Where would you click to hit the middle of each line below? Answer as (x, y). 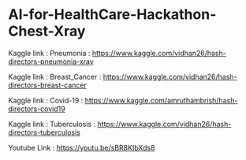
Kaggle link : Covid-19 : (46, 100)
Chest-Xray (47, 31)
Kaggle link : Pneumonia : (49, 53)
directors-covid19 (37, 109)
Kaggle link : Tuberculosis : (52, 124)
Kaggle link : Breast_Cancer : (55, 76)
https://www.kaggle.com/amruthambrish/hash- (161, 100)
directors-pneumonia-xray (51, 61)
